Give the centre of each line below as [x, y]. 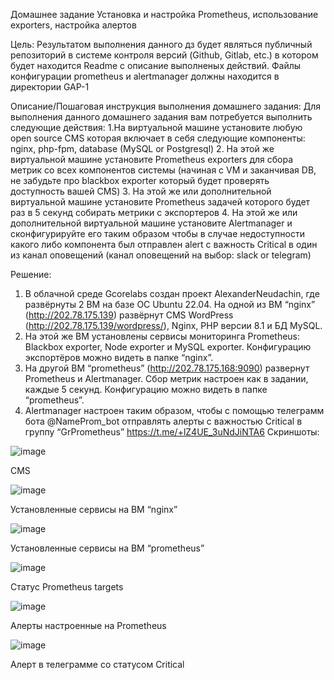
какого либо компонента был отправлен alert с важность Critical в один [164, 244]
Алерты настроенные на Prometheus [88, 625]
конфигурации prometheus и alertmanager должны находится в [145, 76]
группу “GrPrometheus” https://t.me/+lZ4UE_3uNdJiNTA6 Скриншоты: [172, 432]
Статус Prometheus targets [67, 587]
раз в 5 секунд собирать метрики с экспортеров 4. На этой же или [154, 212]
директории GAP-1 [50, 87]
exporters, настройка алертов [73, 25]
